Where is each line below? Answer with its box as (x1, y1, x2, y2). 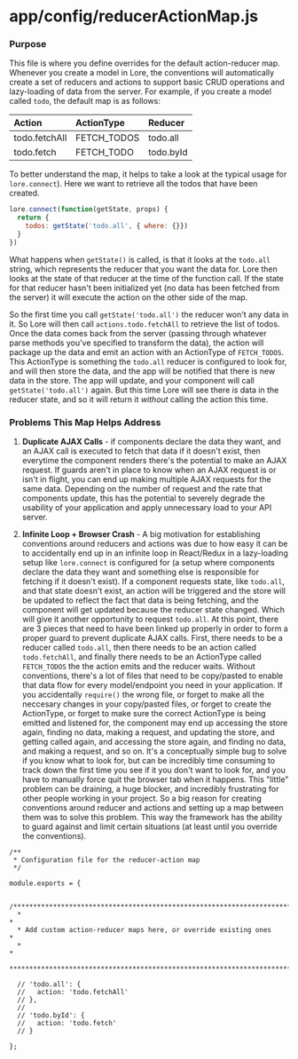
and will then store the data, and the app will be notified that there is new (9, 366, 276, 376)
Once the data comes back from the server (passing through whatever (9, 328, 267, 338)
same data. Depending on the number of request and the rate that (21, 484, 263, 494)
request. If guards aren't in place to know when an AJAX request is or (21, 464, 277, 476)
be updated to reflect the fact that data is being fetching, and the (21, 595, 259, 605)
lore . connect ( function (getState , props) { (9, 205, 169, 214)
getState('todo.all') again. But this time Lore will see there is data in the (9, 384, 279, 395)
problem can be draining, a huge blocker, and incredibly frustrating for (21, 784, 279, 794)
